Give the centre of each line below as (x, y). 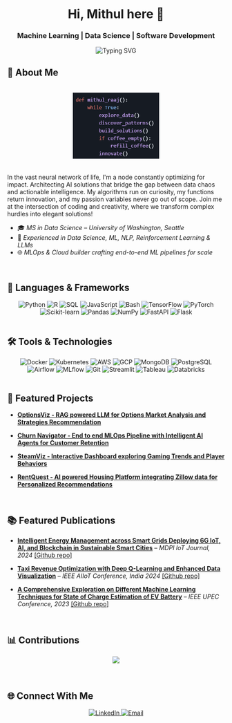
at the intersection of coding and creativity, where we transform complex (111, 207)
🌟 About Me (33, 72)
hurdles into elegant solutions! (50, 214)
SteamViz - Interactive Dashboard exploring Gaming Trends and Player (121, 456)
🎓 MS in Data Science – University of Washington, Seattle (101, 228)
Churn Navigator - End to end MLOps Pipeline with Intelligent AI (110, 435)
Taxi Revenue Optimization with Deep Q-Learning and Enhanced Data (119, 569)
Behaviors (32, 464)
